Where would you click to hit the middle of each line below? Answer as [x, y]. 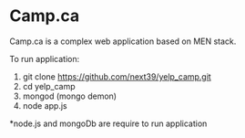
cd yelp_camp [49, 86]
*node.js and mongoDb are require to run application [108, 123]
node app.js [45, 105]
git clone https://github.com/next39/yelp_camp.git [117, 76]
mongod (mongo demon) [69, 96]
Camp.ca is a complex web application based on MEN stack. [123, 41]
